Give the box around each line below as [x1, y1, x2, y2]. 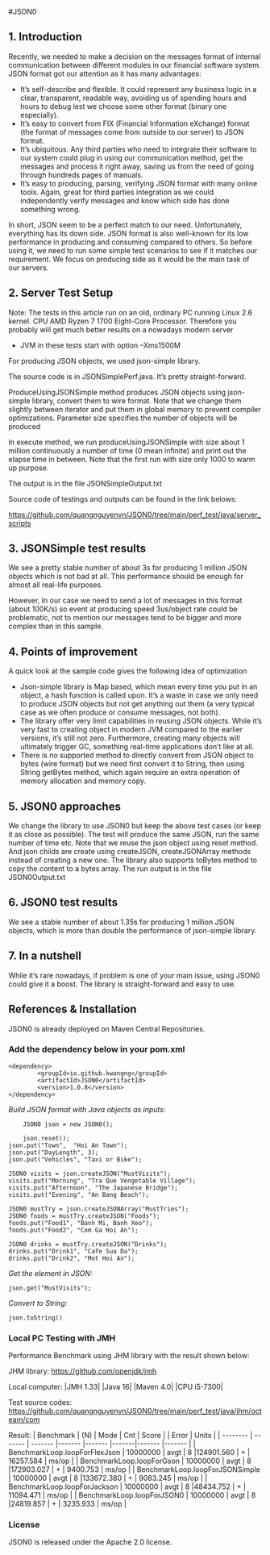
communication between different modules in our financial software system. [8, 60, 261, 69]
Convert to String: [8, 1298, 68, 1307]
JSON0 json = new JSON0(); [23, 1120, 114, 1128]
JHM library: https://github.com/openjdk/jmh [8, 1366, 157, 1376]
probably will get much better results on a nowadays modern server [8, 324, 234, 334]
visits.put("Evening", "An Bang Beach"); [8, 1190, 150, 1199]
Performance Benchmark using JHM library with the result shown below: [8, 1351, 250, 1361]
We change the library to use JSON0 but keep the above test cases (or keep [8, 821, 262, 831]
